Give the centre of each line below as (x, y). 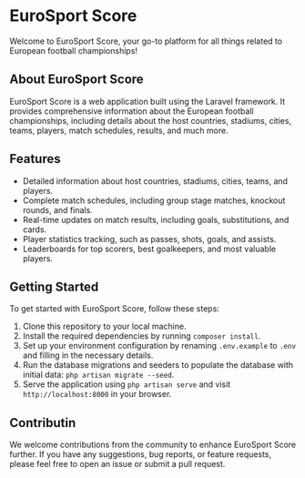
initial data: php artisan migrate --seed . (98, 375)
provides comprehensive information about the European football (132, 111)
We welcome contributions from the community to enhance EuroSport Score (153, 445)
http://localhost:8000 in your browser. (97, 394)
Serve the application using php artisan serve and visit (127, 384)
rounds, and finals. (57, 209)
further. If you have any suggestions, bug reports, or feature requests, (141, 454)
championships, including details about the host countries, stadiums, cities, (151, 120)
